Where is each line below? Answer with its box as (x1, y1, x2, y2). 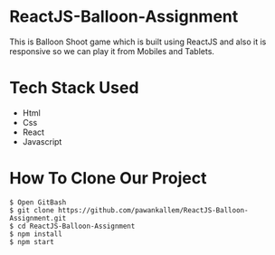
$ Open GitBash (9, 197, 67, 207)
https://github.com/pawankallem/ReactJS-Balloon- (57, 205, 249, 214)
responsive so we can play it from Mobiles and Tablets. (9, 45, 215, 56)
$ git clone (9, 205, 54, 214)
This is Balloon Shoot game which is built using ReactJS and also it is (9, 36, 267, 47)
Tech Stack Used (9, 78, 139, 99)
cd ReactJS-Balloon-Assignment (17, 222, 136, 231)
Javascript (22, 136, 62, 146)
